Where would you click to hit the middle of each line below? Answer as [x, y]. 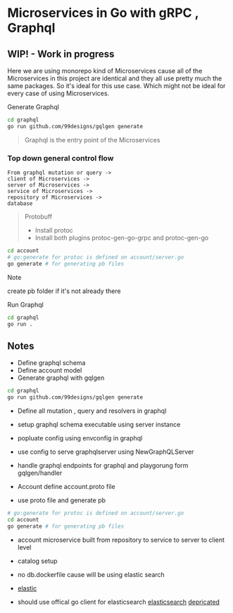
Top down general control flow [61, 158]
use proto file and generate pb [62, 500]
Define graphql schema [51, 363]
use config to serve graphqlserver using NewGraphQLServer [106, 452]
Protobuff [38, 217]
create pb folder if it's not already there [64, 291]
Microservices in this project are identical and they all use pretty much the [115, 78]
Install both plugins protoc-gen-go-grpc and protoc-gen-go [122, 238]
